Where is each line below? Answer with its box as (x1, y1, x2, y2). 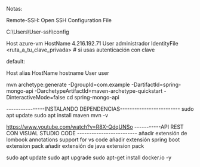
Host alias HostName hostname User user (6, 69, 109, 77)
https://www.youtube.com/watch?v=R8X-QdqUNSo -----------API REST (6, 123, 184, 130)
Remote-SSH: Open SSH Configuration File (6, 17, 112, 23)
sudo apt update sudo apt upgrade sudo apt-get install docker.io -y (6, 154, 172, 161)
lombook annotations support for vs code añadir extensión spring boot (6, 136, 180, 143)
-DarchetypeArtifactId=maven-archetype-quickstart (35, 87, 163, 95)
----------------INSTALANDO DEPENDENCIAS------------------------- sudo (6, 105, 194, 113)
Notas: (6, 5, 23, 12)
